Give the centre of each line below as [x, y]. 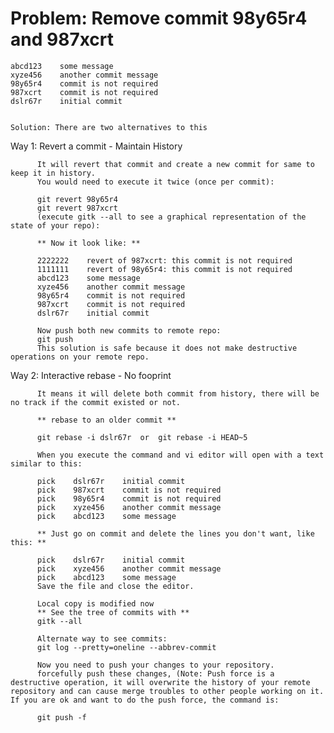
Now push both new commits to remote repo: [129, 330]
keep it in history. [53, 173]
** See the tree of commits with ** [113, 612]
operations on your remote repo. [80, 357]
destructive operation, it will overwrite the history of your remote [160, 682]
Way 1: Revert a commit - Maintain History [96, 146]
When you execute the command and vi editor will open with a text [180, 455]
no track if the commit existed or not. [96, 402]
